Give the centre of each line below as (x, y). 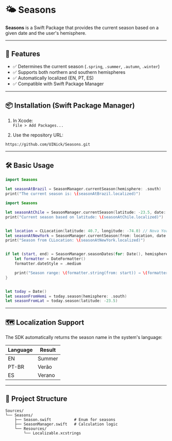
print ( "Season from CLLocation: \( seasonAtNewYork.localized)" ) (75, 240)
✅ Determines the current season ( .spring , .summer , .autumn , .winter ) (86, 66)
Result (48, 350)
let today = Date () (26, 291)
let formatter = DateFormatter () (50, 259)
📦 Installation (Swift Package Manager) (70, 106)
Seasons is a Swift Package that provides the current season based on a (82, 27)
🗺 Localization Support (45, 322)
